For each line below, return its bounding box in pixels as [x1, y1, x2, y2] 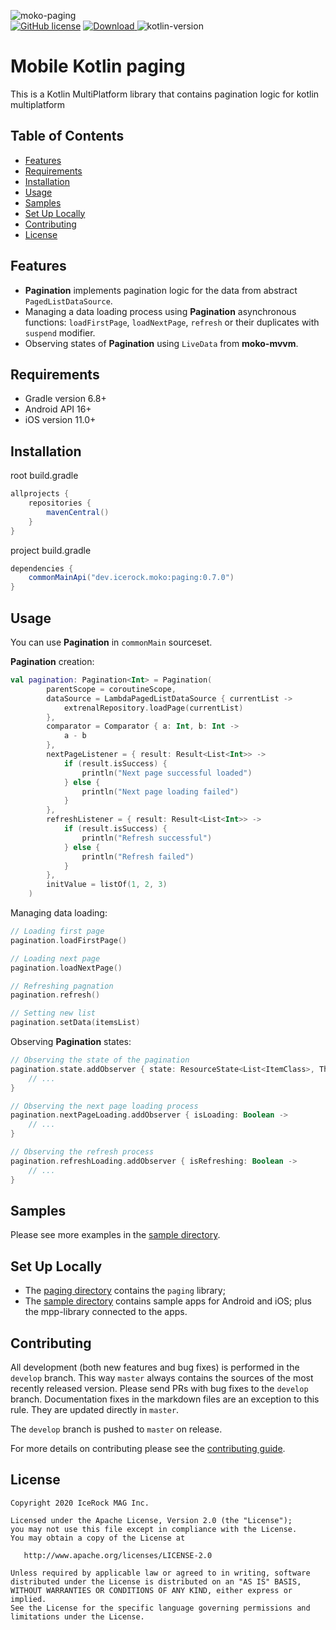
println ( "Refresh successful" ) [81, 833, 213, 843]
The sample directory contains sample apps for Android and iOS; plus [24, 1295, 312, 1307]
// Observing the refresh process [10, 1147, 155, 1157]
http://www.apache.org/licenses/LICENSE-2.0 [23, 1550, 213, 1560]
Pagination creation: [10, 656, 95, 667]
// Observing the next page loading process [10, 1101, 199, 1111]
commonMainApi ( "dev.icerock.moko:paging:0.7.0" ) [28, 573, 235, 583]
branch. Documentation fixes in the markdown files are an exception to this [10, 1393, 320, 1405]
